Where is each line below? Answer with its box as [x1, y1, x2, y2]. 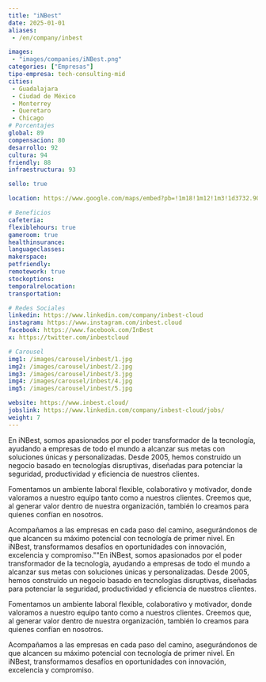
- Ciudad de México [11, 92, 77, 100]
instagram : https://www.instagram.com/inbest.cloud [8, 318, 182, 327]
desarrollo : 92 [8, 143, 59, 151]
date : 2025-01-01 [8, 19, 66, 27]
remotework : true [8, 268, 66, 276]
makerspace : [8, 253, 47, 261]
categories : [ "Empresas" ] [8, 63, 93, 71]
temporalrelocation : [8, 282, 77, 290]
